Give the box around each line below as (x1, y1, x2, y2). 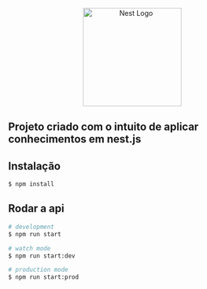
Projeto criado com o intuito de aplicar (8, 120, 199, 134)
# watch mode (8, 244, 51, 252)
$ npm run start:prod (8, 273, 79, 281)
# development (8, 223, 55, 231)
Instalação (8, 159, 61, 172)
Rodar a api (8, 202, 65, 216)
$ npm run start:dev (8, 252, 76, 260)
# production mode (8, 266, 68, 274)
